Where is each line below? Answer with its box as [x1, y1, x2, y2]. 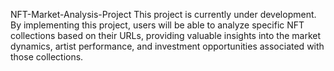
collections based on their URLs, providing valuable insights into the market [10, 30, 322, 41]
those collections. [10, 51, 84, 63]
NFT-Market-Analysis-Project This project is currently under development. [10, 9, 317, 20]
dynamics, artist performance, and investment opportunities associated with [10, 40, 325, 52]
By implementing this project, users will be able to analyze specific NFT [10, 19, 305, 31]
